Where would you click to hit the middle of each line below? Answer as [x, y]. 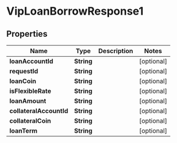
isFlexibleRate [30, 91]
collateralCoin [30, 121]
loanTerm [24, 131]
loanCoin [23, 81]
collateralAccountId [39, 111]
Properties [27, 34]
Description [116, 51]
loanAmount [28, 101]
